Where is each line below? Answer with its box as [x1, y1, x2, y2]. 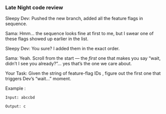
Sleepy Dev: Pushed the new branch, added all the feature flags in [5, 16, 143, 22]
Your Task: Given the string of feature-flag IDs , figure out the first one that [5, 70, 161, 76]
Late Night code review [5, 4, 63, 11]
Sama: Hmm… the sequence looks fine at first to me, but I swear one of [5, 31, 154, 37]
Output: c [5, 104, 26, 109]
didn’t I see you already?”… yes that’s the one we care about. [5, 61, 132, 67]
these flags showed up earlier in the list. [5, 36, 89, 42]
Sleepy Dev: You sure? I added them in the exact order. [5, 46, 120, 52]
